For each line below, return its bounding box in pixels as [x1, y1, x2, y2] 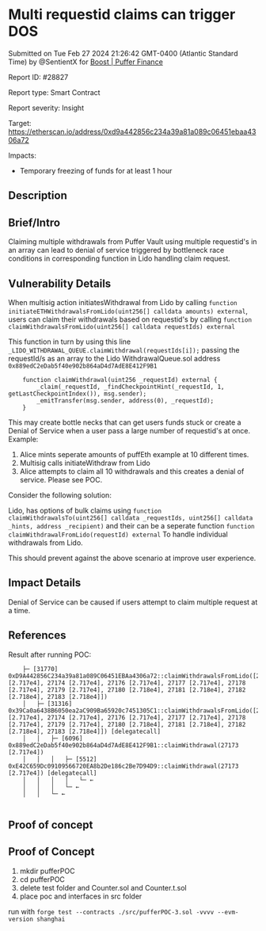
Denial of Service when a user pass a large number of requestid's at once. [8, 425, 251, 435]
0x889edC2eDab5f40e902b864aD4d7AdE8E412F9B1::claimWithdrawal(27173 [8, 741, 239, 750]
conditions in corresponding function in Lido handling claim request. [8, 254, 231, 263]
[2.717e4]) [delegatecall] [8, 769, 97, 777]
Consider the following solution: [8, 490, 112, 500]
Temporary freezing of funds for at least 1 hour [19, 166, 173, 175]
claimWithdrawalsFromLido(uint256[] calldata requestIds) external [8, 322, 236, 330]
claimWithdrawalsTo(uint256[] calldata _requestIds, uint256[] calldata [8, 513, 253, 522]
